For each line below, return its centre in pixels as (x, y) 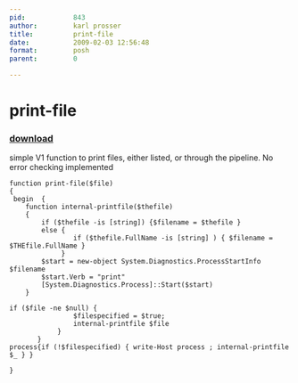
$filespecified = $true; (119, 316)
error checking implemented (62, 167)
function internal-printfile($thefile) (99, 207)
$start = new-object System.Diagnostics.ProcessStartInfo (151, 262)
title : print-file (62, 34)
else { (54, 231)
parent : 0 (43, 59)
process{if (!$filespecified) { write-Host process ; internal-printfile (149, 347)
